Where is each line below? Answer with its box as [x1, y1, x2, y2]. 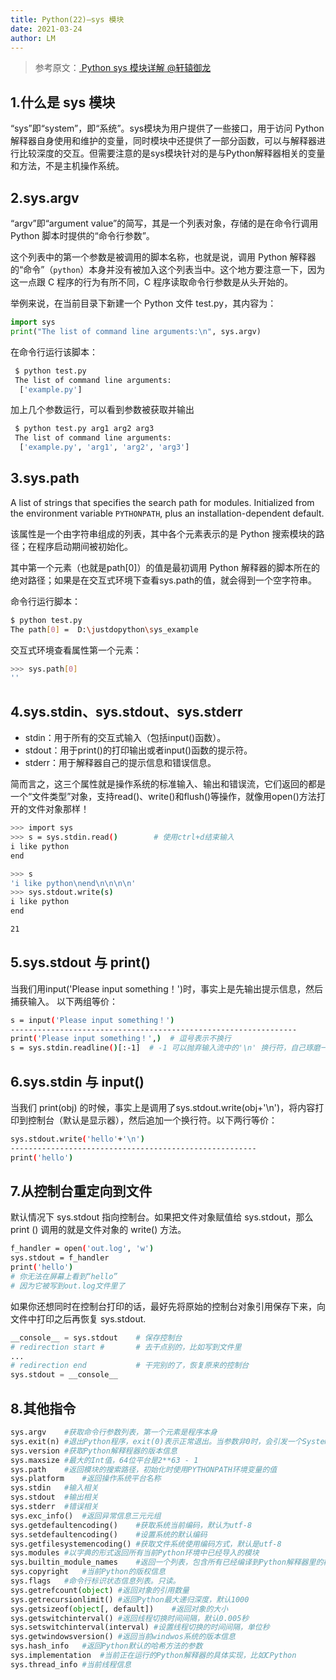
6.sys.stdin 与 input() [10, 1073, 145, 1090]
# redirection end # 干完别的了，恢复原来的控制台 [10, 1361, 250, 1371]
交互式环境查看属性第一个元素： [10, 644, 142, 656]
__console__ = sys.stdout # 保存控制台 [10, 1332, 183, 1343]
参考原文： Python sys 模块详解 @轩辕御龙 [34, 62, 212, 74]
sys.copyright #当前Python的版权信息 [10, 1567, 166, 1577]
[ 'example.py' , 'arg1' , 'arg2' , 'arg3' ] [19, 442, 190, 453]
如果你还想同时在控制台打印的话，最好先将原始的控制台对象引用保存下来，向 [10, 1300, 326, 1312]
